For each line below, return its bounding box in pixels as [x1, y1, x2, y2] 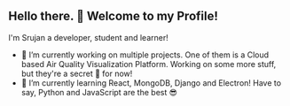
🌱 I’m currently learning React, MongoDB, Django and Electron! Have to [20, 77, 281, 88]
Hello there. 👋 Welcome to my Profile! [8, 9, 219, 24]
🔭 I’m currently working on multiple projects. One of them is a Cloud [20, 49, 270, 60]
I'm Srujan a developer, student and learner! [8, 32, 169, 42]
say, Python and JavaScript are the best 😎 [20, 87, 178, 97]
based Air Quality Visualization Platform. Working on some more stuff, [20, 58, 277, 69]
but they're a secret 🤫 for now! [20, 68, 133, 79]
